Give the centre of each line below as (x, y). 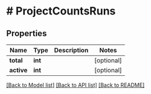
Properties (27, 33)
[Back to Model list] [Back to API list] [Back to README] (75, 85)
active (18, 70)
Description (71, 50)
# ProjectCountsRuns (61, 11)
